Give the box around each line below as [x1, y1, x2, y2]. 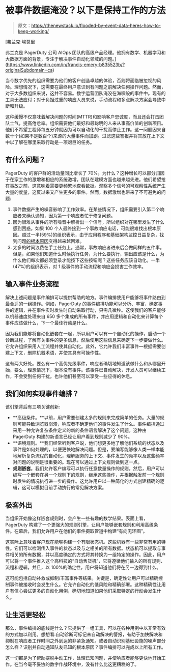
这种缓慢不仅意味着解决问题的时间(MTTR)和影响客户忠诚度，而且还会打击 [5, 113, 159, 120]
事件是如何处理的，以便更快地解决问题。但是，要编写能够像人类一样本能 [12, 446, 164, 453]
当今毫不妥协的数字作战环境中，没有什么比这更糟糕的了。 [18, 661, 139, 667]
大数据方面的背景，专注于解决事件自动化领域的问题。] [5, 55, 117, 62]
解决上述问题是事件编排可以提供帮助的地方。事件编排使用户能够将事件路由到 [5, 294, 166, 300]
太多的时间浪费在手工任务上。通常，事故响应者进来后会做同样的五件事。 [12, 244, 164, 250]
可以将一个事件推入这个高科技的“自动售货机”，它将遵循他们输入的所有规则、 [5, 558, 165, 564]
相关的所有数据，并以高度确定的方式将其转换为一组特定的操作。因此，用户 [9, 551, 166, 558]
